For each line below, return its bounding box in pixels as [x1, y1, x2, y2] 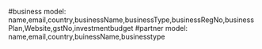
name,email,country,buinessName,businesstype [8, 32, 165, 41]
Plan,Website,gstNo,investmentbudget [8, 24, 134, 32]
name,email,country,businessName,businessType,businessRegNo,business [8, 15, 255, 24]
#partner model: [135, 24, 188, 32]
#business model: [8, 7, 66, 16]
